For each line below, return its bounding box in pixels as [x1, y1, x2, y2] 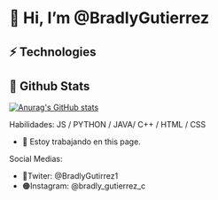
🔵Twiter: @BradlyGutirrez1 [21, 171, 119, 181]
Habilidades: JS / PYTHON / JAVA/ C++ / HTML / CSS [9, 119, 206, 130]
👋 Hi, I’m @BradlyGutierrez [9, 8, 210, 28]
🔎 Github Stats [9, 79, 90, 94]
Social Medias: [9, 154, 64, 165]
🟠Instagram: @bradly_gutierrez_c [21, 181, 146, 191]
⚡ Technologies [9, 44, 97, 59]
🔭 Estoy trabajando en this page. [21, 136, 142, 147]
